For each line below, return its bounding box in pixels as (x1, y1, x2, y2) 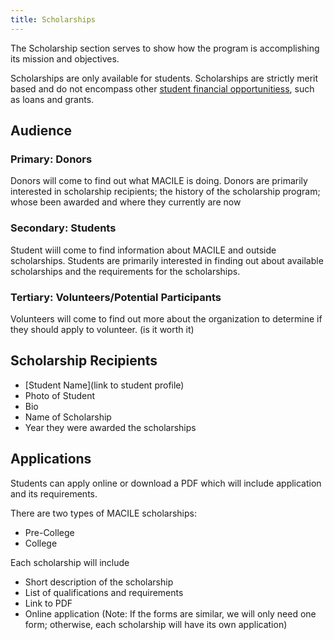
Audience (10, 122, 73, 140)
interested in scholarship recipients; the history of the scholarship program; (10, 186, 321, 198)
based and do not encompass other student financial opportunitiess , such (10, 82, 315, 95)
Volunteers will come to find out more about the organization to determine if (10, 312, 323, 325)
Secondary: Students (10, 221, 117, 235)
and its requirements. (10, 487, 98, 500)
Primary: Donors (10, 152, 93, 166)
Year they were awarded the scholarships (24, 421, 197, 433)
